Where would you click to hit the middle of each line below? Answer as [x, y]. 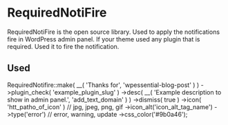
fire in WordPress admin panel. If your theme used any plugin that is [104, 39]
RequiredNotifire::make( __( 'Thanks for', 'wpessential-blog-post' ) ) [103, 85]
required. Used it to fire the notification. [63, 46]
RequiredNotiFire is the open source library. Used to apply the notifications [113, 32]
